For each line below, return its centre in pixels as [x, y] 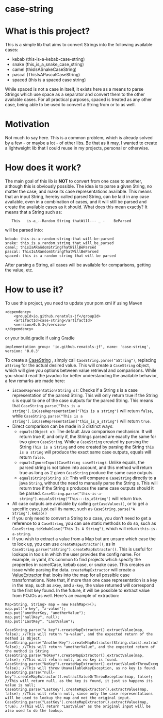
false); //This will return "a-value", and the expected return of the [79, 634]
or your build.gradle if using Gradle [40, 338]
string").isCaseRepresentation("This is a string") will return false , [82, 411]
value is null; [20, 685]
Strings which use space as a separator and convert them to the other [75, 94]
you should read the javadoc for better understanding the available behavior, [81, 375]
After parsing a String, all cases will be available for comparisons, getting [78, 265]
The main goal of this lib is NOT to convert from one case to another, [73, 181]
